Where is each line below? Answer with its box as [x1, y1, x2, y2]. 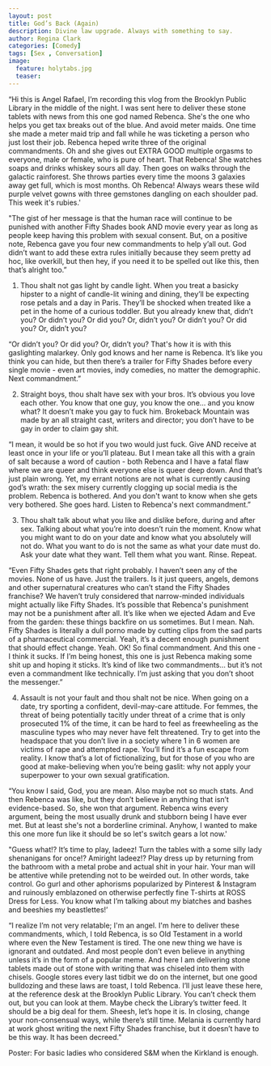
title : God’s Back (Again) [8, 19, 100, 28]
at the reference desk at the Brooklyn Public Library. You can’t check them [8, 989, 256, 999]
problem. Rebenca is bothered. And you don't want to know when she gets [8, 491, 258, 500]
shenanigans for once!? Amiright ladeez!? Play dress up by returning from [8, 853, 254, 863]
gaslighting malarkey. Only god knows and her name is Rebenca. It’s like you [8, 347, 263, 357]
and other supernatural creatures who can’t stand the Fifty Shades [8, 582, 231, 592]
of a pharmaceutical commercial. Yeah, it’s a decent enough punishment [8, 634, 249, 643]
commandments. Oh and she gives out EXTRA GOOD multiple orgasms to [8, 146, 253, 155]
